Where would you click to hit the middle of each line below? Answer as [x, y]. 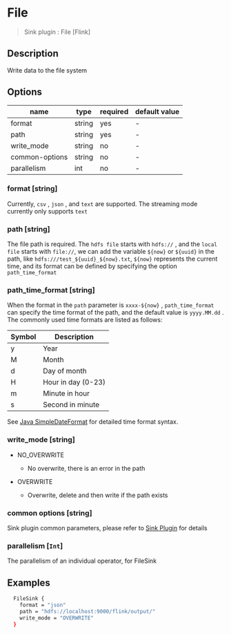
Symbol [23, 337]
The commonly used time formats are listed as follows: [85, 320]
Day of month [65, 371]
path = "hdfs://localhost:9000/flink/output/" [88, 611]
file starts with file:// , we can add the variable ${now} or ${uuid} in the [111, 252]
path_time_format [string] [51, 290]
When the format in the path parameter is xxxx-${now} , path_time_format [111, 305]
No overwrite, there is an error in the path [86, 468]
